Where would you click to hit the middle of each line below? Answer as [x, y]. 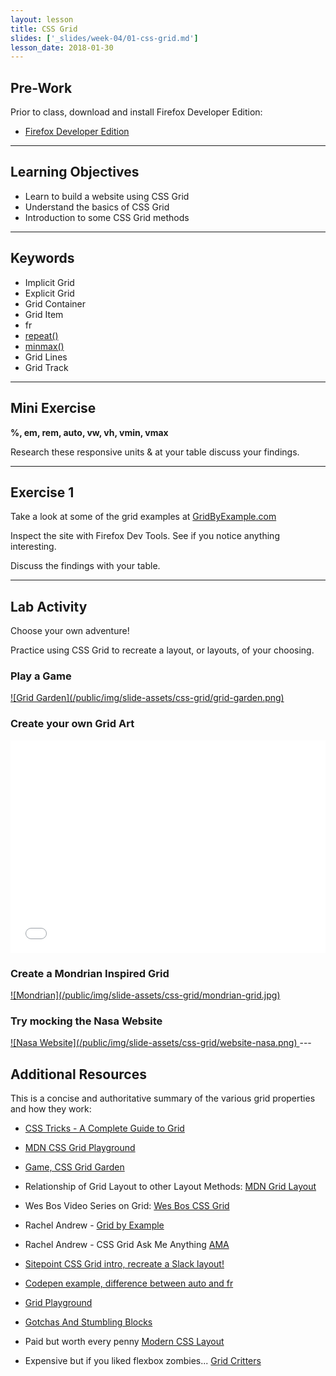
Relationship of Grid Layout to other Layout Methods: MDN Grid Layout [170, 1187]
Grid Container [55, 303]
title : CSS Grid [44, 29]
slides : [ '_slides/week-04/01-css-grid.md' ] [104, 38]
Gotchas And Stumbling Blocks [88, 1322]
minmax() [44, 346]
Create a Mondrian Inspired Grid [90, 973]
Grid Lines [46, 357]
